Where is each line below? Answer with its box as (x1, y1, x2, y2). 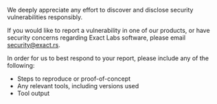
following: (7, 62, 35, 69)
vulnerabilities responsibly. (7, 13, 83, 21)
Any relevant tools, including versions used (16, 82, 139, 90)
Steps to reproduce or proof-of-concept (16, 75, 131, 83)
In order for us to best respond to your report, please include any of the (7, 54, 209, 62)
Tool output (16, 89, 50, 97)
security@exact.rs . (7, 41, 60, 49)
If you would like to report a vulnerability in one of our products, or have (7, 27, 211, 34)
